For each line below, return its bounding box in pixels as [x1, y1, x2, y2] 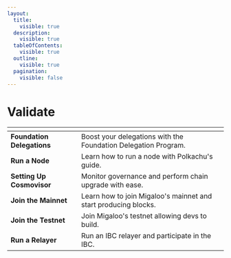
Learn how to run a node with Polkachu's [81, 152, 213, 161]
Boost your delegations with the [81, 132, 184, 141]
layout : [7, 10, 30, 17]
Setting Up [10, 172, 47, 181]
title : [13, 17, 32, 23]
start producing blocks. [81, 200, 156, 210]
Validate [7, 104, 56, 119]
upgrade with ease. [81, 180, 144, 190]
